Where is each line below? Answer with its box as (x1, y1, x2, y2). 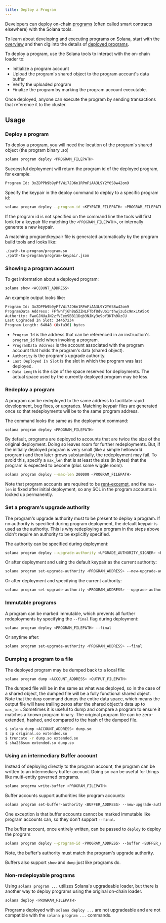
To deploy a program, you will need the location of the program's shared (5, 142, 153, 148)
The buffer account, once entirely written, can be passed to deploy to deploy (5, 826, 161, 832)
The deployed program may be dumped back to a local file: (5, 667, 126, 673)
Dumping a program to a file (5, 656, 73, 663)
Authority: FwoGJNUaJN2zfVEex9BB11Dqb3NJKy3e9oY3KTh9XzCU (5, 313, 127, 318)
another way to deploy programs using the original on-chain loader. (5, 888, 142, 894)
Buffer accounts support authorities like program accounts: (5, 793, 125, 799)
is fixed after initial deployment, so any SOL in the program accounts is (13, 487, 157, 492)
